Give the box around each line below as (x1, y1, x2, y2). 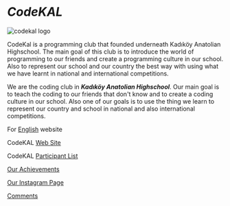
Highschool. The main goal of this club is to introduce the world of (7, 47, 194, 56)
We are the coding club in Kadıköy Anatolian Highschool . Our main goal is (7, 82, 220, 91)
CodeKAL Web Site (7, 138, 62, 146)
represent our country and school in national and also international (7, 104, 196, 113)
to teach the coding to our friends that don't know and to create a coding (7, 90, 214, 98)
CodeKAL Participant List (7, 152, 78, 160)
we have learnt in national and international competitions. (7, 69, 170, 78)
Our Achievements (7, 165, 60, 173)
